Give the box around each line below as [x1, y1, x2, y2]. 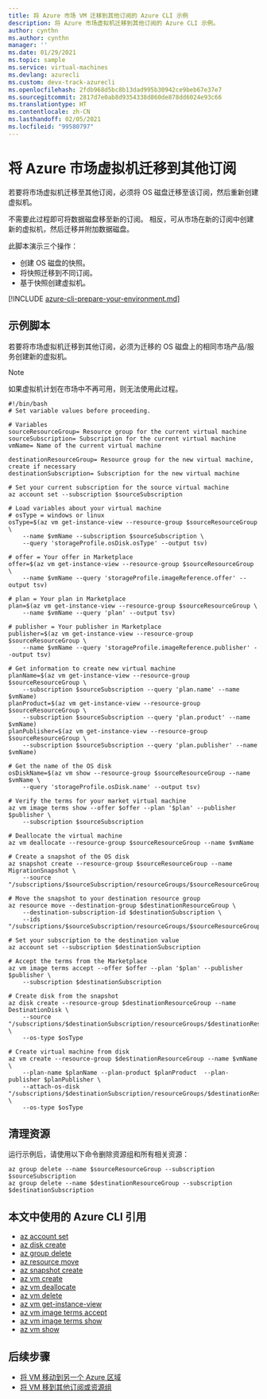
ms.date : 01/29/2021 [8, 49, 77, 57]
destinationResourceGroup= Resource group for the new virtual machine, [8, 455, 254, 463]
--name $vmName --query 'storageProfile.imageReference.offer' [22, 574, 237, 582]
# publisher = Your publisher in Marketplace [8, 623, 161, 631]
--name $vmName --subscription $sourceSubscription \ [22, 532, 204, 540]
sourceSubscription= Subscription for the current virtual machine [8, 435, 237, 443]
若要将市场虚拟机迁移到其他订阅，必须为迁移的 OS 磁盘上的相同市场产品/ [8, 342, 248, 351]
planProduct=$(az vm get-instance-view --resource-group [8, 699, 201, 707]
